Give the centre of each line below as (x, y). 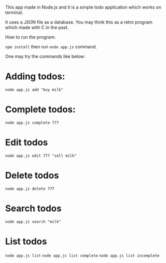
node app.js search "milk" (33, 222)
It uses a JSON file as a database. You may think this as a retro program (79, 22)
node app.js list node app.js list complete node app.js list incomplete (82, 256)
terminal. (14, 12)
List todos (26, 241)
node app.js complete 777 (32, 123)
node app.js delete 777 (30, 189)
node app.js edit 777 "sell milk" (41, 156)
